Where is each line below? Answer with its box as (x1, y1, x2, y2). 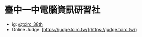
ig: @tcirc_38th (11, 21, 43, 27)
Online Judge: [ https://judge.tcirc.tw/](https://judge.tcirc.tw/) (11, 26, 137, 32)
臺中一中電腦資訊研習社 (4, 4, 101, 16)
